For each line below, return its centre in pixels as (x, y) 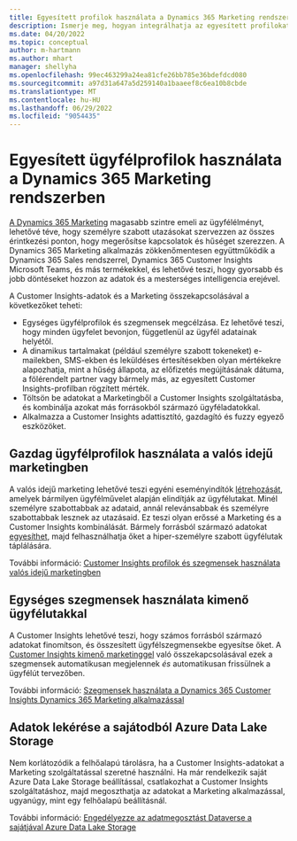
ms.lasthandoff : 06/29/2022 (61, 108)
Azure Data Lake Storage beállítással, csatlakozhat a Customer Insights (139, 782)
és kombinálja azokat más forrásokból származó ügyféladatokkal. (141, 408)
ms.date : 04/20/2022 (47, 34)
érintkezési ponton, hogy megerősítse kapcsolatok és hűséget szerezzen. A (147, 241)
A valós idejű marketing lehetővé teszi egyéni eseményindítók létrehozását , (146, 489)
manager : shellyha (43, 67)
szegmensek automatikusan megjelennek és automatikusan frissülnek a (140, 663)
